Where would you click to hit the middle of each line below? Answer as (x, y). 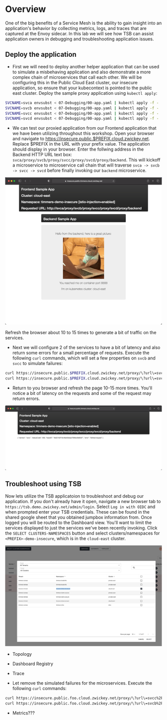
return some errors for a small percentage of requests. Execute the (81, 353)
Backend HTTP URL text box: (42, 155)
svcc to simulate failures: (38, 363)
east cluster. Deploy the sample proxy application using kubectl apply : (85, 93)
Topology (22, 654)
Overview (26, 9)
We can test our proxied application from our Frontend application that (84, 128)
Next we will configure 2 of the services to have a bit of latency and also (86, 348)
